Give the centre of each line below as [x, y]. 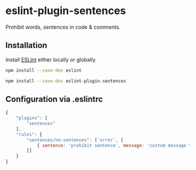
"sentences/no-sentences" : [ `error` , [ [75, 140]
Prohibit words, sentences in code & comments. [63, 27]
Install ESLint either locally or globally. [51, 59]
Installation [26, 45]
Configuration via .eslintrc [54, 99]
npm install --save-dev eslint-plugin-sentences [66, 81]
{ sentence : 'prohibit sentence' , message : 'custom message [111, 145]
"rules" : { [29, 134]
